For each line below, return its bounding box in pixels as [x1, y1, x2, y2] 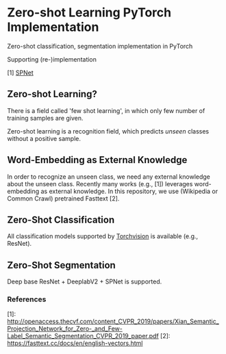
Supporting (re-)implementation [7, 55, 97, 63]
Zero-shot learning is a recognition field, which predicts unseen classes [7, 127, 210, 135]
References [7, 294, 47, 304]
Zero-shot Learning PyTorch [7, 5, 172, 21]
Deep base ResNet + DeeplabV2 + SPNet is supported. [7, 277, 162, 286]
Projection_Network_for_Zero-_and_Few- [7, 325, 123, 333]
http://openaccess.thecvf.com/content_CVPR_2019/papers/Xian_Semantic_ [7, 317, 219, 326]
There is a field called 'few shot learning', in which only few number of [7, 106, 205, 114]
